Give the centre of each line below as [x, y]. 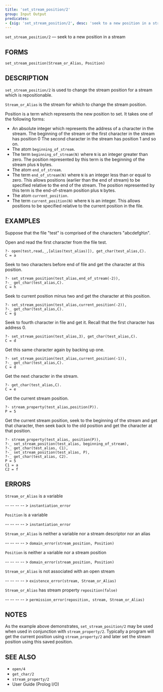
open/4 [19, 669]
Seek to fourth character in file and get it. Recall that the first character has [80, 322]
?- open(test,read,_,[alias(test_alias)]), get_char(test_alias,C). [76, 251]
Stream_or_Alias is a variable [34, 496]
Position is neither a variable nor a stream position [56, 552]
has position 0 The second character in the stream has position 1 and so [84, 138]
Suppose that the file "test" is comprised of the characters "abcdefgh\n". [78, 233]
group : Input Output [26, 14]
